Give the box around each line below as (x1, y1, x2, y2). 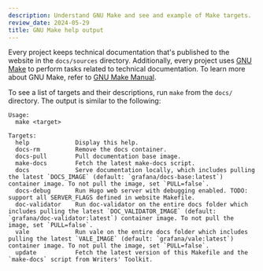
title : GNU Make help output (8, 26, 104, 34)
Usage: (8, 112, 30, 119)
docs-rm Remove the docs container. (15, 146, 168, 154)
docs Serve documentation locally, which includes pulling (15, 167, 256, 174)
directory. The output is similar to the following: (8, 96, 161, 106)
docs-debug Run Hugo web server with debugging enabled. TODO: (15, 187, 248, 195)
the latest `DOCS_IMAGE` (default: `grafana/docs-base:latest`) (8, 174, 224, 181)
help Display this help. (15, 139, 139, 147)
